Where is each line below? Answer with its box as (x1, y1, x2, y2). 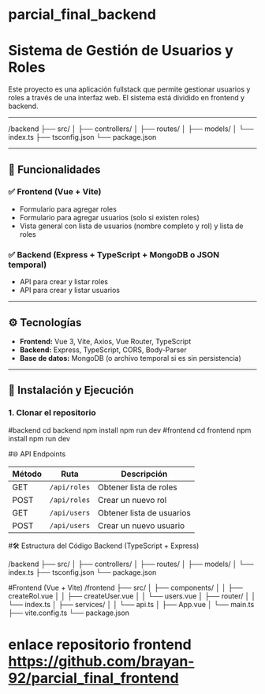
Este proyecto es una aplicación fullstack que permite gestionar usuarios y (8, 84, 251, 94)
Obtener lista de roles (97, 482, 177, 493)
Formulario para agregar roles (19, 204, 117, 214)
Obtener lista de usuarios (97, 507, 191, 518)
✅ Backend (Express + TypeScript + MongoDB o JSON (8, 249, 220, 260)
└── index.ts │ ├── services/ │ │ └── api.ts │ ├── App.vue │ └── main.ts (8, 599, 255, 609)
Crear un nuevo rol (97, 494, 167, 505)
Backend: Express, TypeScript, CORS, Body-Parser (19, 345, 187, 355)
